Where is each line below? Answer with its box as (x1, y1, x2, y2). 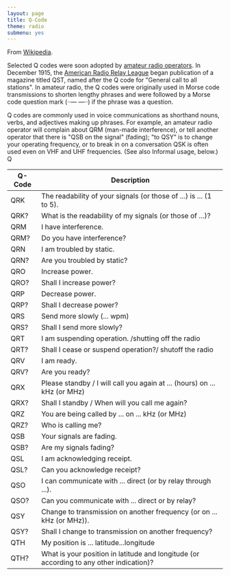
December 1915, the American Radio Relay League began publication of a (7, 69, 214, 77)
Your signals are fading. (40, 432, 118, 441)
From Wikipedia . (7, 48, 53, 56)
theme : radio (7, 23, 44, 30)
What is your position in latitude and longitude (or (40, 549, 200, 559)
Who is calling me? (40, 420, 102, 430)
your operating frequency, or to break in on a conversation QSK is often (7, 140, 209, 148)
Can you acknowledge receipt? (40, 465, 141, 474)
